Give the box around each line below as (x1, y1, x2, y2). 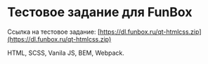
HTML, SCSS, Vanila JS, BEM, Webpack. (7, 49, 125, 57)
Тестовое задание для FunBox (7, 4, 193, 20)
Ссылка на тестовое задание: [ (7, 27, 100, 36)
